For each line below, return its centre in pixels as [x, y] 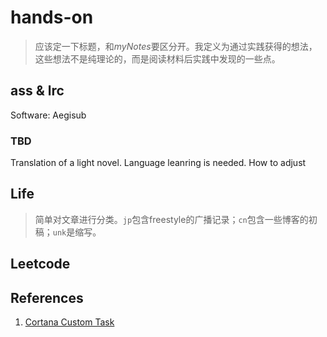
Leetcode [40, 264]
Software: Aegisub [48, 115]
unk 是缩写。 [77, 232]
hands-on [52, 17]
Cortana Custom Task [69, 322]
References [47, 297]
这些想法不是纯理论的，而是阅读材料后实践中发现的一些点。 [157, 58]
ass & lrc [37, 91]
